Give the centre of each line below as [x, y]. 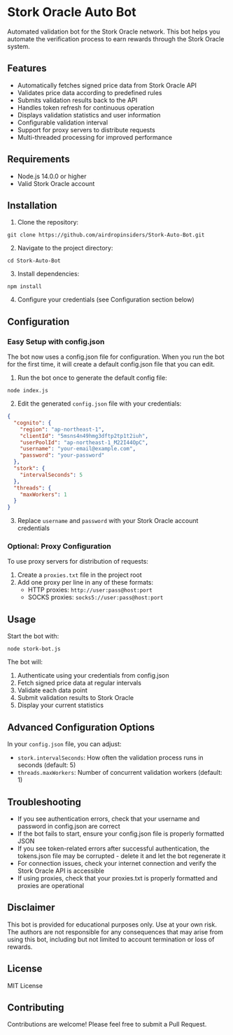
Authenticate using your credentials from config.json [93, 676]
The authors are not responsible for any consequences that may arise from [115, 931]
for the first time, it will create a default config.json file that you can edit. [111, 364]
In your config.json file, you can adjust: [64, 744]
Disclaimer [31, 907]
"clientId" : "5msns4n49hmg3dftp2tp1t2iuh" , [84, 436]
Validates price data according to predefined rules [90, 92]
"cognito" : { [33, 423]
